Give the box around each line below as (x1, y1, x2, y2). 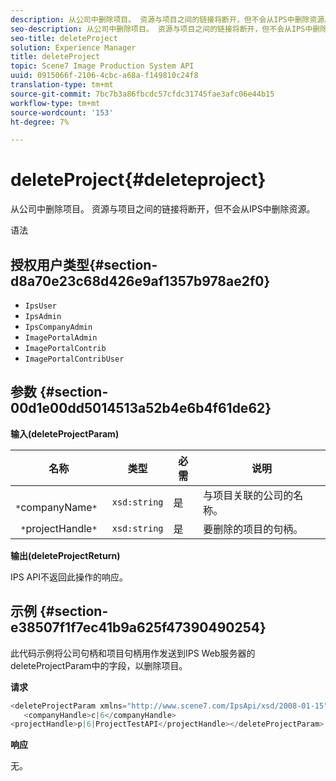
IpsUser (24, 301, 57, 311)
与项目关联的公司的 (203, 488, 294, 502)
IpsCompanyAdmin (24, 322, 93, 332)
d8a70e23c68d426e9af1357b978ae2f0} (10, 272, 271, 290)
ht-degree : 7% (10, 117, 70, 127)
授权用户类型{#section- (10, 256, 158, 273)
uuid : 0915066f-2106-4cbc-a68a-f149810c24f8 (10, 71, 199, 81)
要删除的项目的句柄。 (203, 522, 304, 536)
